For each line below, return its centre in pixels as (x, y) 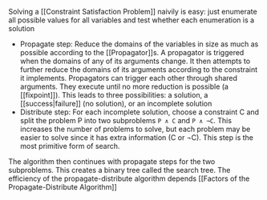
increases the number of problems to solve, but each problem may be (135, 129)
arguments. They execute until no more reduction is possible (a (124, 86)
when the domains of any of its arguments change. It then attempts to (135, 61)
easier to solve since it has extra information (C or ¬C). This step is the (137, 138)
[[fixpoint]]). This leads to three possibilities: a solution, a (114, 95)
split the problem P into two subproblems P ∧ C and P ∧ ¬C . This (126, 120)
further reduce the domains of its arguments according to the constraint (139, 70)
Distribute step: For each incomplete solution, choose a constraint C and (139, 112)
